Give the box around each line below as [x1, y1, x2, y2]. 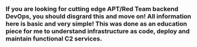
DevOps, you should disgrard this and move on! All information [5, 12, 192, 20]
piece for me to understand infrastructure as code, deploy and [5, 27, 190, 35]
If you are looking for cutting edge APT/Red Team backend [5, 5, 178, 13]
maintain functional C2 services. [5, 35, 103, 43]
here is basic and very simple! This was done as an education [5, 20, 187, 28]
